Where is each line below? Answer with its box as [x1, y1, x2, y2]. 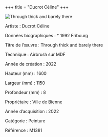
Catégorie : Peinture [5, 118, 45, 124]
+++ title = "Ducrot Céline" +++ [5, 4, 69, 10]
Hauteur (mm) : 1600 [5, 70, 47, 76]
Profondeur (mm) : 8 [5, 90, 46, 95]
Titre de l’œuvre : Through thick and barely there [5, 42, 103, 48]
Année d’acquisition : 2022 [5, 109, 59, 114]
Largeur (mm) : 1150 [5, 80, 45, 86]
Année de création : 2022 [5, 61, 57, 67]
